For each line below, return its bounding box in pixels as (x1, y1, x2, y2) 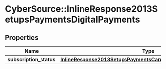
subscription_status (7, 56, 56, 63)
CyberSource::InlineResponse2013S (5, 3, 158, 15)
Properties (5, 33, 39, 42)
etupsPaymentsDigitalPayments (5, 14, 140, 25)
